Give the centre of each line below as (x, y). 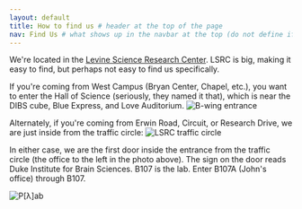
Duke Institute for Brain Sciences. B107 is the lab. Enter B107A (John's (138, 169)
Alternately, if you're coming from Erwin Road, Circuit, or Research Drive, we (151, 123)
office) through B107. (48, 179)
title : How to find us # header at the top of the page (116, 26)
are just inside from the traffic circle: (76, 133)
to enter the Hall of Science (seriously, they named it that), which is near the (150, 96)
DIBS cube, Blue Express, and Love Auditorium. (97, 106)
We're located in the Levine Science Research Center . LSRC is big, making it (150, 60)
